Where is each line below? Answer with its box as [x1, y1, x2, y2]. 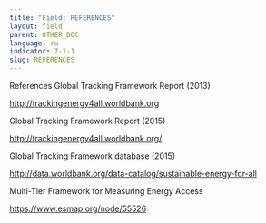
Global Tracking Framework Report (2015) [9, 115, 166, 126]
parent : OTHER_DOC [9, 30, 79, 39]
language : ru [9, 38, 59, 48]
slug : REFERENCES [9, 55, 75, 64]
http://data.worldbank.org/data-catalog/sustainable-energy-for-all [9, 169, 257, 179]
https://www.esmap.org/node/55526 [9, 203, 147, 214]
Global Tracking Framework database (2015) [9, 150, 175, 161]
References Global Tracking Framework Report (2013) [9, 81, 211, 91]
